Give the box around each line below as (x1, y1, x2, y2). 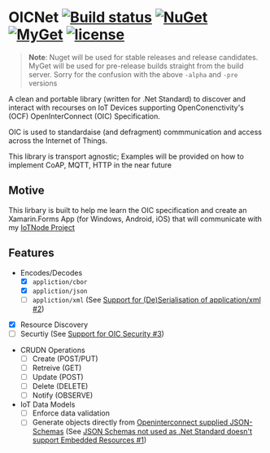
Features (8, 246, 54, 260)
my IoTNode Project (8, 222, 76, 232)
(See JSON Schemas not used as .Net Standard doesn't (65, 427, 253, 437)
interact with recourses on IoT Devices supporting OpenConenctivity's (8, 102, 244, 112)
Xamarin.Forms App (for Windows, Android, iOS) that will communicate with (8, 214, 263, 224)
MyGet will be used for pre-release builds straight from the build (28, 61, 244, 71)
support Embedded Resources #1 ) (32, 435, 147, 445)
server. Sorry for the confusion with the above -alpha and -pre (28, 69, 238, 79)
